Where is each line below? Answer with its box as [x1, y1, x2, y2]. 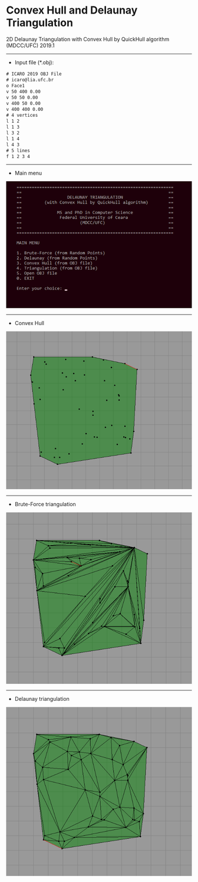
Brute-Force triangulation [14, 500, 77, 507]
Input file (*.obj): [14, 58, 54, 65]
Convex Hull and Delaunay [6, 4, 138, 17]
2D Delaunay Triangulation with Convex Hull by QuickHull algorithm [6, 35, 170, 42]
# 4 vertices [6, 112, 38, 118]
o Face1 [6, 83, 25, 88]
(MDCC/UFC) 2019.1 [6, 42, 55, 49]
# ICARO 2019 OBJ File [6, 71, 62, 77]
